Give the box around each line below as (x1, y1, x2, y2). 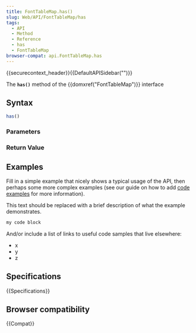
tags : (6, 20, 20, 26)
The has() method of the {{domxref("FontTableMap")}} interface (6, 81, 165, 88)
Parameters (6, 128, 40, 136)
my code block (6, 219, 42, 226)
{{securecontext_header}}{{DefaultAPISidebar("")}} (6, 69, 132, 76)
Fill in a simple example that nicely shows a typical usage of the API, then (6, 177, 185, 185)
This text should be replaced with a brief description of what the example (6, 201, 185, 208)
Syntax (6, 98, 33, 108)
